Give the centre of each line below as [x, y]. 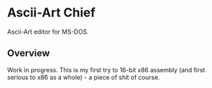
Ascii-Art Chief [51, 13]
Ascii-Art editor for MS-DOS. [48, 32]
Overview [29, 53]
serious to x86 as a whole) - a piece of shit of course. [84, 77]
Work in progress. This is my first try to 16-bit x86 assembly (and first [106, 69]
